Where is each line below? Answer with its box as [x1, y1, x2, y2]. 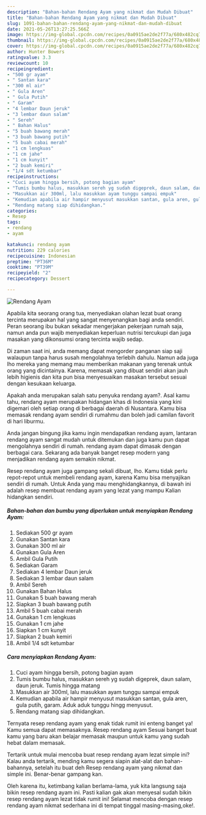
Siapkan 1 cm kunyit [15, 626, 67, 634]
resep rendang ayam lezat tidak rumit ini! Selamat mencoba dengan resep [7, 795, 193, 802]
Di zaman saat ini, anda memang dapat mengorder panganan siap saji [7, 347, 183, 354]
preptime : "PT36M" [7, 258, 54, 265]
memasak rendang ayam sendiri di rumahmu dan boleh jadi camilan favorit [7, 411, 195, 418]
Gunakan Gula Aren [15, 548, 65, 556]
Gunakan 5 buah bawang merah [15, 594, 97, 601]
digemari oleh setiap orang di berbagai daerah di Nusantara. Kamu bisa [7, 404, 187, 412]
